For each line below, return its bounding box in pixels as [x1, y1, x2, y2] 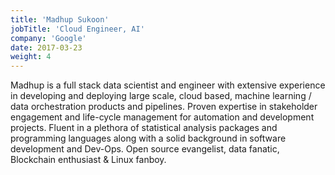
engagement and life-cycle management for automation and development [10, 111, 315, 123]
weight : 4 [10, 52, 52, 62]
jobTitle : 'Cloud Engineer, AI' [10, 24, 145, 34]
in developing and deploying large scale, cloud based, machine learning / [10, 90, 312, 102]
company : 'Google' [10, 33, 87, 43]
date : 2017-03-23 [10, 42, 83, 53]
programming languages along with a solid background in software [10, 132, 287, 145]
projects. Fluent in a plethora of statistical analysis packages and [10, 122, 278, 134]
